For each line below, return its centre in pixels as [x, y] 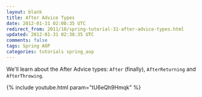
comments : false [27, 40]
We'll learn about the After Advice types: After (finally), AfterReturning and [101, 69]
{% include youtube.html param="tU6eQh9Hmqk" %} [74, 87]
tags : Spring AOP [28, 46]
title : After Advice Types [41, 18]
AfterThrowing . [25, 75]
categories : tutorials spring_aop [50, 52]
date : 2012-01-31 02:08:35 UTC [46, 23]
